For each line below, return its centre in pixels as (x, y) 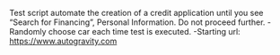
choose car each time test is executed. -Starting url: (144, 31)
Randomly (28, 31)
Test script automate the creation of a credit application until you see (136, 13)
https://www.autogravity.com (63, 41)
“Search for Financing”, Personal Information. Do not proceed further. (137, 22)
